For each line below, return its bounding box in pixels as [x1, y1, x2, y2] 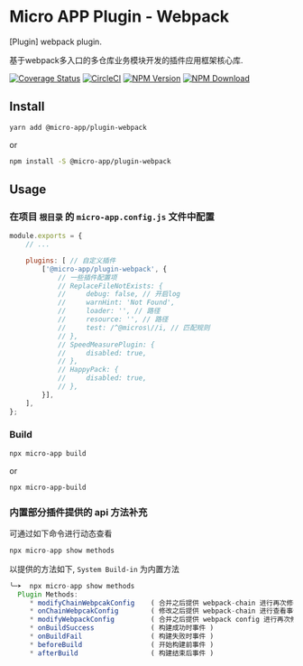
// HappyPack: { [57, 365, 119, 375]
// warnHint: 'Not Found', [57, 298, 176, 308]
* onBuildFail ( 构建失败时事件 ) [29, 632, 215, 642]
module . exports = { [9, 232, 83, 241]
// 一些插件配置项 [57, 273, 117, 282]
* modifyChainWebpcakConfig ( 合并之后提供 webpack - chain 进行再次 [29, 598, 287, 607]
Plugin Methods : [17, 589, 78, 599]
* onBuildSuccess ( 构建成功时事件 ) [29, 624, 215, 633]
